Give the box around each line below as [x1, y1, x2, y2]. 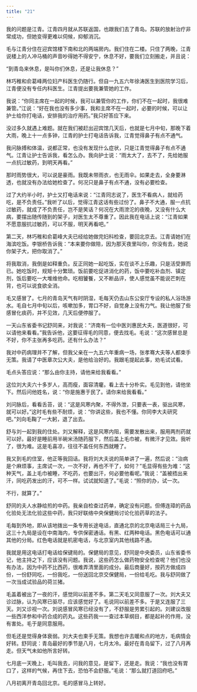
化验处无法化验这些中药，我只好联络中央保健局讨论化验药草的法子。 [6, 509, 171, 516]
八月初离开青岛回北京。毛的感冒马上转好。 [6, 679, 109, 686]
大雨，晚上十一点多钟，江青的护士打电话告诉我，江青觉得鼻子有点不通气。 [6, 131, 186, 138]
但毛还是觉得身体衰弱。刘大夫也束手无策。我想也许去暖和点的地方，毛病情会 [6, 632, 191, 639]
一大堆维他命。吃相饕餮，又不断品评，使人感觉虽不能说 [36, 274, 171, 281]
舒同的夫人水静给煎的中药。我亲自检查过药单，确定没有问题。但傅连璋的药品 [6, 502, 191, 509]
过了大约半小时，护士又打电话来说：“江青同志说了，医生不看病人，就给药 [6, 191, 184, 198]
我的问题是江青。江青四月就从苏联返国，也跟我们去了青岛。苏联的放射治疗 [6, 25, 186, 32]
